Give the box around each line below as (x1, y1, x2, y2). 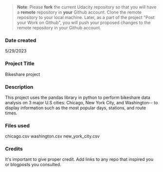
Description (5, 83, 34, 90)
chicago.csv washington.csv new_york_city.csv (5, 134, 100, 139)
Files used (5, 122, 30, 129)
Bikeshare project (5, 71, 40, 77)
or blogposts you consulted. (5, 162, 62, 168)
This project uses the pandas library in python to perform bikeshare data (5, 95, 150, 100)
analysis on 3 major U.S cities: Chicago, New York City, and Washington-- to (5, 99, 158, 105)
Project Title (5, 60, 35, 67)
